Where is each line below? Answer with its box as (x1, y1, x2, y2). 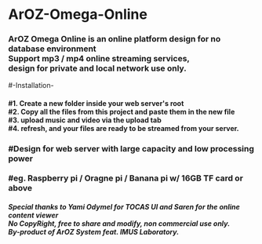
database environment (8, 43, 96, 54)
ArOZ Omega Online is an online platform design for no (8, 34, 221, 45)
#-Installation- (8, 81, 54, 90)
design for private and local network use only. (8, 63, 187, 74)
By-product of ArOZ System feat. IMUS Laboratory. (8, 227, 180, 236)
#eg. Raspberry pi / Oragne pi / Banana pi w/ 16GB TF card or (8, 173, 243, 184)
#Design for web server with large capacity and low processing (8, 144, 255, 154)
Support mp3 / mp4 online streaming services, (8, 53, 191, 64)
